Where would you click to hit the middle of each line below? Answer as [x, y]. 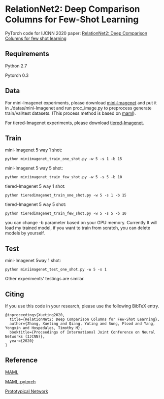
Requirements [27, 54]
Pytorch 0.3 [17, 75]
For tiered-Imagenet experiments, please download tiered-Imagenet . [75, 123]
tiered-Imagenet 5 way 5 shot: [36, 204]
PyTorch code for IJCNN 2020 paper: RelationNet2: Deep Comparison [76, 33]
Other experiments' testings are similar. [45, 279]
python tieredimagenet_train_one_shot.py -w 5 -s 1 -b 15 [66, 196]
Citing [15, 294]
